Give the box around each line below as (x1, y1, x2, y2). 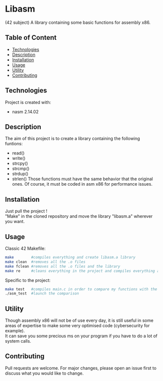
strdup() (12, 171, 29, 177)
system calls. (5, 338, 32, 344)
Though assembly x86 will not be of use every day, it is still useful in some (5, 317, 154, 324)
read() (12, 150, 25, 156)
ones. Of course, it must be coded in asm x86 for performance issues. (12, 181, 153, 187)
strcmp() (12, 166, 30, 172)
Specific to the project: (5, 277, 51, 283)
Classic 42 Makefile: (5, 245, 46, 251)
